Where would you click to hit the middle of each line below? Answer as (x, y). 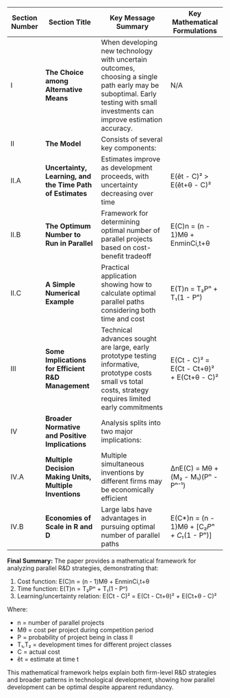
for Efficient (65, 369)
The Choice (65, 72)
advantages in (124, 518)
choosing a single (129, 77)
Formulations (195, 31)
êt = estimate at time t (48, 659)
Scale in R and (69, 527)
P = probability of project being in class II (75, 637)
